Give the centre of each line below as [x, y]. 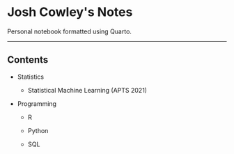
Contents [28, 60]
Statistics [31, 77]
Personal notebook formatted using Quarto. [70, 31]
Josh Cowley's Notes [70, 12]
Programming [37, 103]
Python [38, 130]
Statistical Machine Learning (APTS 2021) [87, 90]
